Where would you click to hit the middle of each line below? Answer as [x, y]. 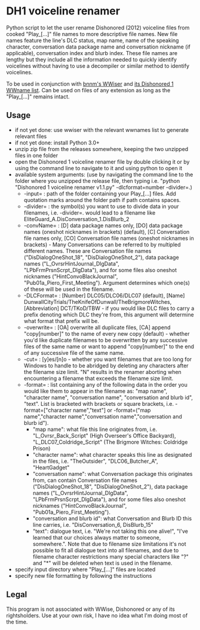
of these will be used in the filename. [69, 289]
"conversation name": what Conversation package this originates [113, 474]
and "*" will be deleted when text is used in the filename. [102, 563]
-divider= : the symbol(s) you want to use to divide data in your [101, 206]
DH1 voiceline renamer [63, 11]
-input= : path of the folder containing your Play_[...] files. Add [100, 194]
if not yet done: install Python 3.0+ [57, 143]
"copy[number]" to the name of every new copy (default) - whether [107, 333]
